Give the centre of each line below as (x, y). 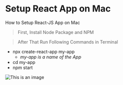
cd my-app (24, 62)
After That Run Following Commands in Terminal (68, 42)
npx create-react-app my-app (43, 51)
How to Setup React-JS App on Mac (43, 22)
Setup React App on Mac (58, 9)
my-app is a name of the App (51, 57)
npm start (22, 67)
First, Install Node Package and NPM (56, 32)
